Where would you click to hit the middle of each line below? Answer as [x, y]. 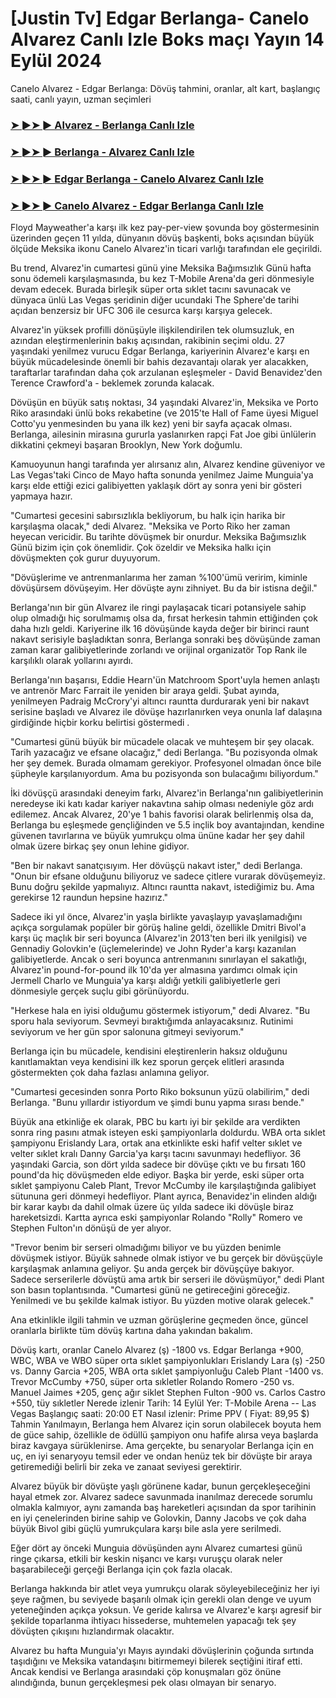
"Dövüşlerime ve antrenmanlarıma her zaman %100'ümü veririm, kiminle [159, 577]
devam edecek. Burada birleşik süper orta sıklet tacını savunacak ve [151, 289]
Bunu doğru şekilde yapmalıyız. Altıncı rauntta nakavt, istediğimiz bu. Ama [162, 886]
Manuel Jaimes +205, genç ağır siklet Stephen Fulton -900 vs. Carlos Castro [168, 1392]
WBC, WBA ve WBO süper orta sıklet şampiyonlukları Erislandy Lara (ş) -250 [168, 1360]
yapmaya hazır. [41, 496]
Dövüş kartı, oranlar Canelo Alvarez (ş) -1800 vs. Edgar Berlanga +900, [157, 1350]
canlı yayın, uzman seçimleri [93, 99]
